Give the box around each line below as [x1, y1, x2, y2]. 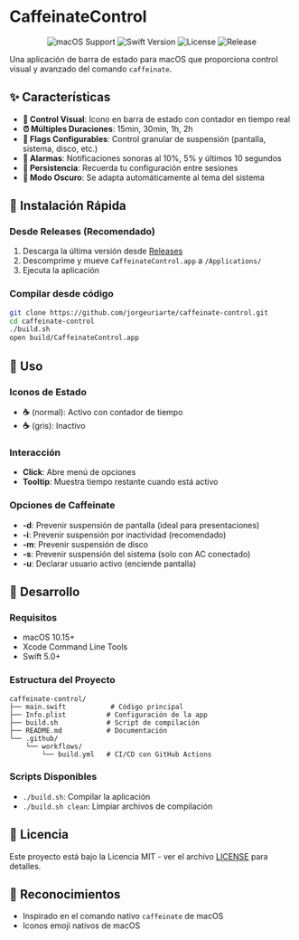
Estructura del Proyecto [9, 674, 116, 687]
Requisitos [9, 611, 57, 623]
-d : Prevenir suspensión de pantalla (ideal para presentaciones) [22, 519, 260, 530]
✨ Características [9, 90, 111, 105]
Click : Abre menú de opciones [22, 467, 136, 478]
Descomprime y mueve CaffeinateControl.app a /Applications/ [22, 255, 262, 266]
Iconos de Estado [9, 385, 88, 398]
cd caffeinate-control [9, 317, 95, 326]
